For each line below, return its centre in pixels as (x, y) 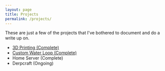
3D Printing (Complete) (35, 48)
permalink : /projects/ (28, 19)
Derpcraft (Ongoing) (33, 63)
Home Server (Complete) (38, 58)
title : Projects (22, 14)
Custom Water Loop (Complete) (45, 53)
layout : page (18, 10)
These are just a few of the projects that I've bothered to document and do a (82, 33)
